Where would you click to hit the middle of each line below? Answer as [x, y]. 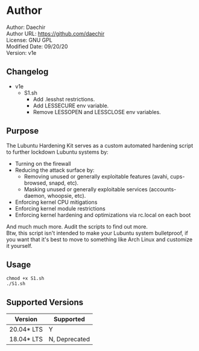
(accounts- [163, 189]
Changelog [27, 72]
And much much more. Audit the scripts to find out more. [77, 226]
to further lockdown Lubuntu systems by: [57, 152]
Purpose [23, 131]
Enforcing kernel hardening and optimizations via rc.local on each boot [103, 215]
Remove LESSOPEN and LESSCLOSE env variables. [97, 112]
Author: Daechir [26, 27]
